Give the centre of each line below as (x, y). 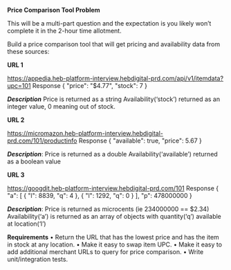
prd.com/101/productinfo (42, 141)
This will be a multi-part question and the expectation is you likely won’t (109, 23)
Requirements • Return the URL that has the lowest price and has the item (113, 237)
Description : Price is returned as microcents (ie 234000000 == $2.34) (108, 209)
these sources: (28, 52)
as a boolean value (34, 161)
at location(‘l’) (27, 224)
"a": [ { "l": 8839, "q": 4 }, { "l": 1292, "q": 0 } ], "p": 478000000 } (100, 196)
